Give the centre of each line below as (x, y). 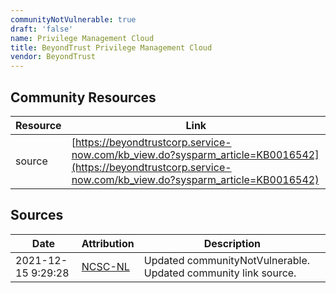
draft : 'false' (42, 29)
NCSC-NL (105, 266)
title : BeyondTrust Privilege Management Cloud (111, 47)
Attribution (108, 243)
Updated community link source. (220, 273)
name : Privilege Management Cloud (82, 38)
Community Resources (83, 97)
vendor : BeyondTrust (53, 57)
